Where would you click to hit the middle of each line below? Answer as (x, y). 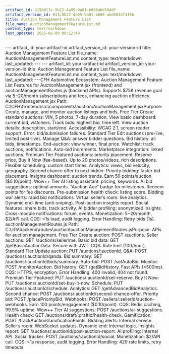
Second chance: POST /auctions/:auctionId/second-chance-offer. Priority (82, 294)
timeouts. (15, 347)
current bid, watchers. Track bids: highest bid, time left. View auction (77, 122)
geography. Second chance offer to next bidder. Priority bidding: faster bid (83, 171)
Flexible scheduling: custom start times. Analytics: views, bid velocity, (78, 165)
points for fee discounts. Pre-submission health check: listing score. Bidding (84, 192)
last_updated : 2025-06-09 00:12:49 (43, 33)
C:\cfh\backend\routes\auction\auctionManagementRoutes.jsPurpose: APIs (83, 229)
